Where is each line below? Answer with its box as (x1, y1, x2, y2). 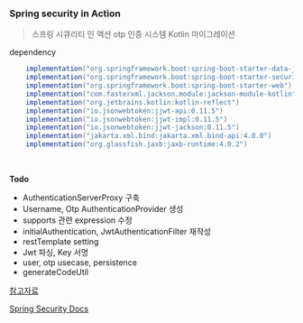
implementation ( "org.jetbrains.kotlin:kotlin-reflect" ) (25, 97, 241, 106)
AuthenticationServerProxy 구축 (22, 192, 140, 203)
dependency (9, 47, 57, 58)
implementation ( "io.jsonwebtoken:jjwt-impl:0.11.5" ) (25, 115, 228, 124)
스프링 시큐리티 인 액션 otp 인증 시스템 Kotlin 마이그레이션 (31, 29, 236, 40)
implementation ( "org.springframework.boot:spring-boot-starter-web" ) (25, 81, 293, 90)
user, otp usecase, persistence (22, 257, 138, 268)
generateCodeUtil (22, 267, 88, 278)
